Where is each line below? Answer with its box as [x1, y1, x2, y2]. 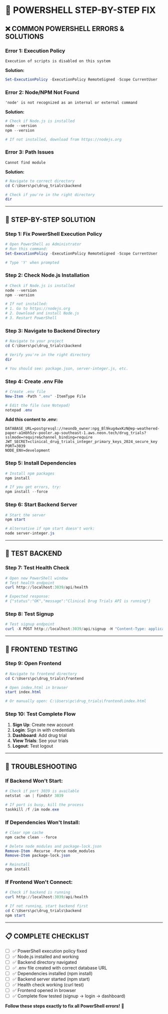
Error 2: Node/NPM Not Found [5, 88, 79, 95]
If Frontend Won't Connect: [5, 878, 73, 885]
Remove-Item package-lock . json [5, 853, 70, 858]
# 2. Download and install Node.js [5, 311, 79, 316]
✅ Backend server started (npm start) [12, 976, 90, 982]
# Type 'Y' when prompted [5, 260, 59, 265]
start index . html [5, 689, 41, 694]
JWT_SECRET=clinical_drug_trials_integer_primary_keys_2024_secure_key [5, 439, 157, 444]
